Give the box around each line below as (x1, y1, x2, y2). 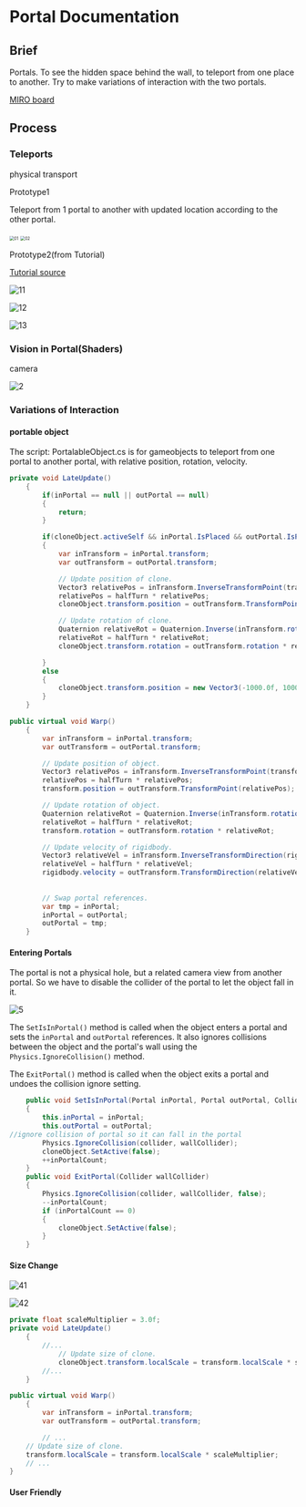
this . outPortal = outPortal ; (42, 1121, 153, 1131)
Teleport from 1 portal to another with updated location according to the (9, 203, 279, 215)
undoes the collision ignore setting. (9, 1079, 141, 1089)
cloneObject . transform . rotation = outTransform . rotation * (57, 641, 287, 651)
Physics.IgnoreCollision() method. (9, 1051, 146, 1062)
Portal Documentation (9, 6, 179, 27)
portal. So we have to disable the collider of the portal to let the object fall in (9, 977, 294, 988)
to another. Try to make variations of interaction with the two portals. (9, 77, 267, 88)
